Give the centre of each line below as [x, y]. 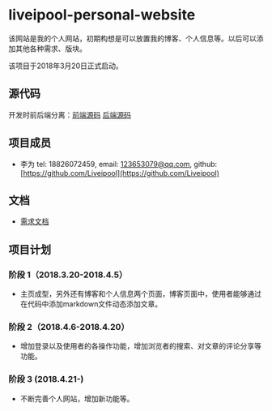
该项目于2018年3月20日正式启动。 [66, 66]
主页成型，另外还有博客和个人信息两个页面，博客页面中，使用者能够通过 [140, 294]
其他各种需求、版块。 [51, 48]
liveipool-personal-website [102, 15]
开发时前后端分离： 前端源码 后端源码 [70, 114]
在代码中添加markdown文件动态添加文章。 [91, 304]
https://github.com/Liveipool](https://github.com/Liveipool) [121, 173]
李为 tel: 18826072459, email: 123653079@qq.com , [106, 164]
